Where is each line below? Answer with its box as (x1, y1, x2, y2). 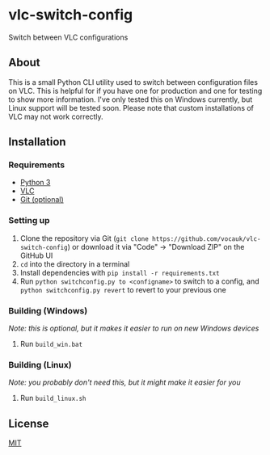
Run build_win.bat (19, 339, 83, 349)
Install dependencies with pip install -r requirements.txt (19, 268, 220, 277)
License (8, 416, 49, 430)
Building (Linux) (8, 359, 72, 370)
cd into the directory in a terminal (19, 259, 130, 268)
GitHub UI (19, 251, 53, 260)
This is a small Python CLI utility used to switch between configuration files (8, 77, 259, 86)
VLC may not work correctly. (8, 112, 103, 121)
